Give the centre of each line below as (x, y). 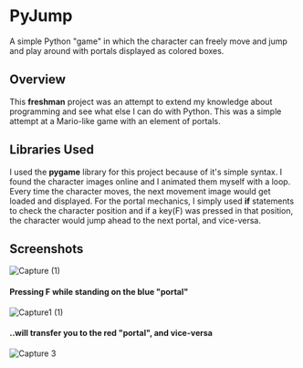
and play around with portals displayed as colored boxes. (117, 50)
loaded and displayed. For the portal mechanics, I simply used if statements (152, 201)
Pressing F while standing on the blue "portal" (99, 291)
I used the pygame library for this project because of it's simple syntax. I (146, 172)
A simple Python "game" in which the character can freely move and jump (148, 41)
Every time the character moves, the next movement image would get (140, 191)
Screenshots (47, 249)
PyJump (41, 16)
